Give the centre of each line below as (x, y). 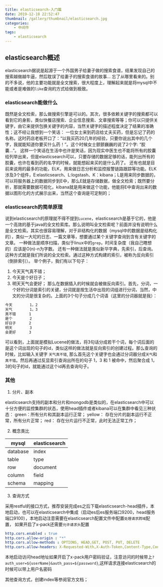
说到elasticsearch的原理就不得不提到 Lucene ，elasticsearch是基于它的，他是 (81, 218)
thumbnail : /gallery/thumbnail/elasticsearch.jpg (56, 19)
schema (16, 483)
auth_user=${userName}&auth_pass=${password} (52, 564)
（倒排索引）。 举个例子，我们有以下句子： (47, 261)
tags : (10, 32)
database (18, 451)
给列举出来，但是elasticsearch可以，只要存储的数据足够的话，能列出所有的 (80, 156)
